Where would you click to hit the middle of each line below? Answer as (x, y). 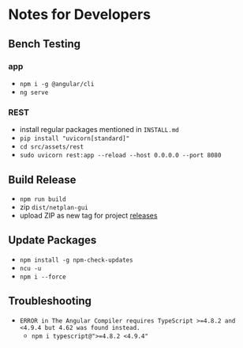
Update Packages (52, 240)
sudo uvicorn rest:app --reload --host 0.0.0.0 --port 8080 (120, 156)
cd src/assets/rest (52, 147)
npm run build (43, 199)
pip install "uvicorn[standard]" (75, 139)
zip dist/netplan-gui (54, 206)
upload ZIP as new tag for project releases (88, 215)
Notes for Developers (80, 15)
